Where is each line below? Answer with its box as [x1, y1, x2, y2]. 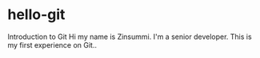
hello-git [7, 6, 66, 24]
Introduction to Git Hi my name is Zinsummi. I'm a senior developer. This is [7, 32, 253, 41]
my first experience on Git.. [7, 40, 98, 49]
